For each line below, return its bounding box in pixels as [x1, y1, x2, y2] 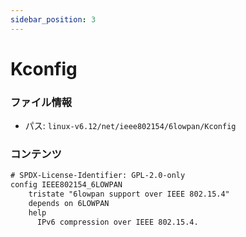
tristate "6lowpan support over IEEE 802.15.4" [28, 189, 230, 200]
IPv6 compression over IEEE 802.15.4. [36, 217, 199, 227]
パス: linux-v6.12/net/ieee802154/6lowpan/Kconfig [24, 120, 237, 132]
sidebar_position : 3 [10, 14, 97, 25]
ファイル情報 [10, 95, 73, 109]
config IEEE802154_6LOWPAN [10, 180, 123, 190]
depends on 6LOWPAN [28, 199, 110, 209]
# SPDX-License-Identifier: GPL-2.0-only [10, 171, 186, 181]
